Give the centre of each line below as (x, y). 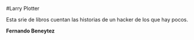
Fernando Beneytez (30, 31)
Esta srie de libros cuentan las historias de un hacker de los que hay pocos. (97, 19)
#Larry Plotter (23, 8)
